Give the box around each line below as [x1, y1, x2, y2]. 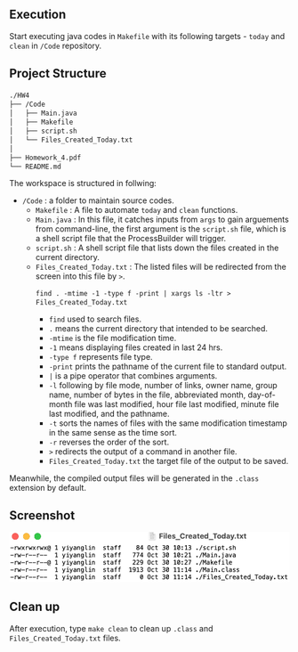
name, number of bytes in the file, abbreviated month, [48, 389, 246, 400]
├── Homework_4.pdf [9, 153, 82, 162]
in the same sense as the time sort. [48, 427, 178, 437]
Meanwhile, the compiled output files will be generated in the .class [9, 472, 260, 484]
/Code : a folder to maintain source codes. [21, 195, 175, 206]
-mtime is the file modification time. [48, 332, 177, 343]
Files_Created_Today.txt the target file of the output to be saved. [48, 455, 289, 466]
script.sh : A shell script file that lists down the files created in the [35, 242, 279, 253]
